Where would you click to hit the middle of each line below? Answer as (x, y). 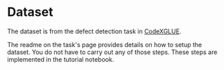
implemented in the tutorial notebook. (61, 59)
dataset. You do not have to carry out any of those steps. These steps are (112, 52)
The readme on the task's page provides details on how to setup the (105, 44)
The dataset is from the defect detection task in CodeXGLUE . (94, 31)
